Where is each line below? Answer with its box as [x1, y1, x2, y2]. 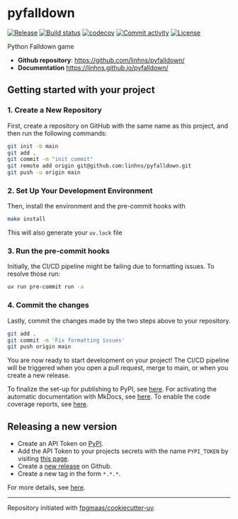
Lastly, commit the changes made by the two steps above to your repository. [7, 316, 231, 325]
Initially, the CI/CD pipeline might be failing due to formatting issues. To [7, 262, 215, 271]
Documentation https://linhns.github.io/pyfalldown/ [17, 63, 169, 72]
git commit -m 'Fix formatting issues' [7, 337, 125, 344]
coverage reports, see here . [7, 400, 89, 408]
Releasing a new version [7, 420, 118, 432]
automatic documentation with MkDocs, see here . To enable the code [7, 392, 210, 401]
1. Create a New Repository [7, 105, 103, 115]
